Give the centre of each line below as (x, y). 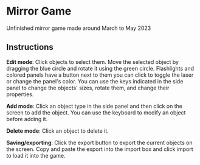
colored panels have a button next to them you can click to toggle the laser (100, 75)
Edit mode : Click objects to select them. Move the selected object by (93, 61)
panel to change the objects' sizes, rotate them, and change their (88, 88)
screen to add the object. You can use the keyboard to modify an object (96, 112)
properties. (20, 94)
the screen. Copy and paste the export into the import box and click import (100, 149)
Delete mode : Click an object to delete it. (58, 131)
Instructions (30, 47)
